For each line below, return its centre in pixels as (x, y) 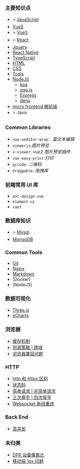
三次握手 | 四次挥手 (32, 398)
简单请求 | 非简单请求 (34, 391)
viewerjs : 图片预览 (31, 145)
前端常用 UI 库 (22, 184)
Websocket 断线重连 (33, 404)
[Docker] (21, 279)
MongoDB (23, 239)
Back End (17, 417)
